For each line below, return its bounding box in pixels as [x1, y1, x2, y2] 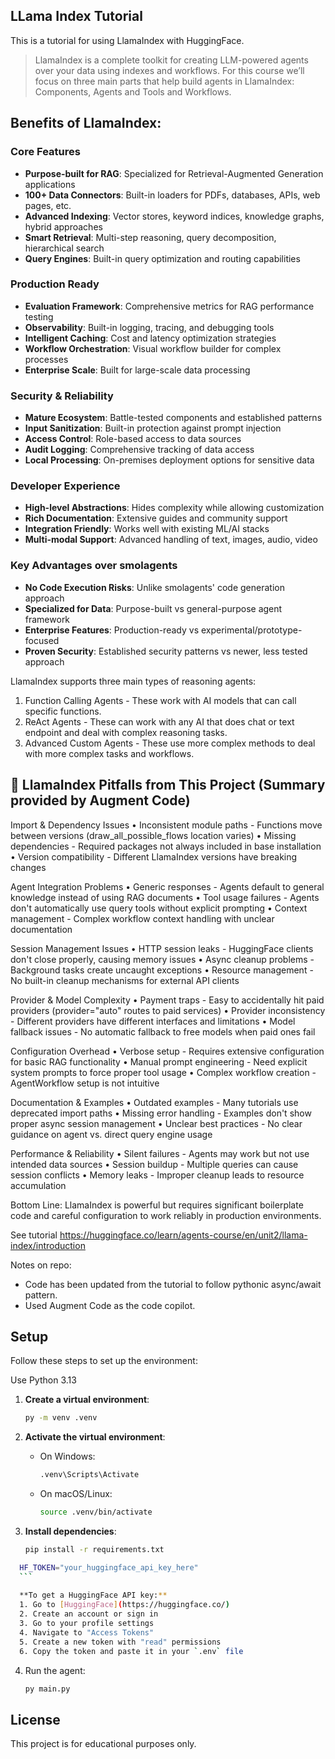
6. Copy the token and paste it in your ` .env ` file [19, 1646, 244, 1656]
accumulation [10, 1179, 67, 1191]
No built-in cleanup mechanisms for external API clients [10, 974, 240, 986]
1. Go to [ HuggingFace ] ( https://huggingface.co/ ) [19, 1600, 230, 1610]
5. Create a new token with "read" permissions [19, 1637, 222, 1647]
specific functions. [24, 705, 102, 717]
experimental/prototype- [200, 624, 303, 636]
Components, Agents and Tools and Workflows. [34, 85, 232, 98]
